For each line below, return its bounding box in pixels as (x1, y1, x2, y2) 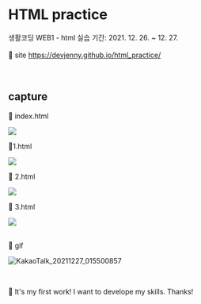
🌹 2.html (8, 171, 36, 181)
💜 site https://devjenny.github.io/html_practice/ (8, 50, 161, 60)
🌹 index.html (8, 111, 49, 121)
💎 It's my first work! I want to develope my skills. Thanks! (8, 287, 194, 296)
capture (8, 90, 48, 104)
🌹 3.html (8, 202, 36, 211)
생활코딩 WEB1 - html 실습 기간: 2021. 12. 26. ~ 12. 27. (8, 33, 179, 42)
